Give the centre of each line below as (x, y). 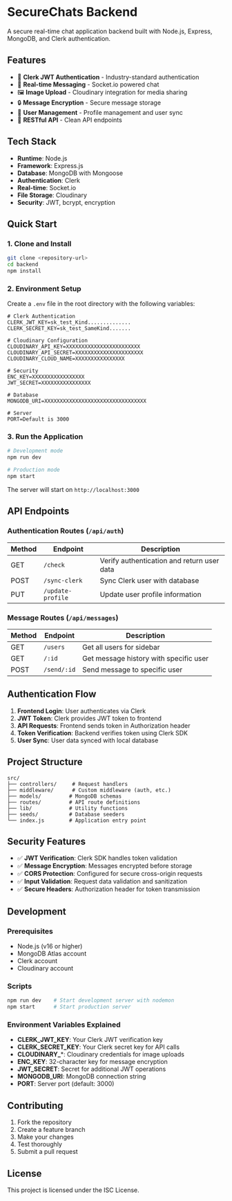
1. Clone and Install (39, 244)
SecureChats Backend (72, 12)
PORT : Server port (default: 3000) (66, 1084)
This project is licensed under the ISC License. (73, 1190)
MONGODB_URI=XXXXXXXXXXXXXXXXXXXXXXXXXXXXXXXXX (77, 401)
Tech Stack (32, 141)
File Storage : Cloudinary (52, 195)
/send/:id (60, 669)
